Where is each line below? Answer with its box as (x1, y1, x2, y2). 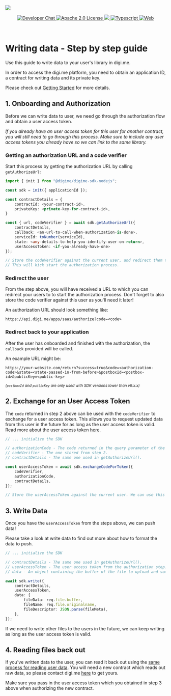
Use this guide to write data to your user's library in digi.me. (5, 59, 131, 66)
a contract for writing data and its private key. (5, 74, 101, 81)
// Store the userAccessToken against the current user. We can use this (5, 492, 165, 497)
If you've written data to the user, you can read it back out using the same (5, 659, 160, 665)
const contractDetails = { (5, 197, 63, 202)
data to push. (5, 541, 33, 547)
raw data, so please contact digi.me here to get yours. (5, 670, 119, 676)
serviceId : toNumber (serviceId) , (14, 234, 85, 239)
